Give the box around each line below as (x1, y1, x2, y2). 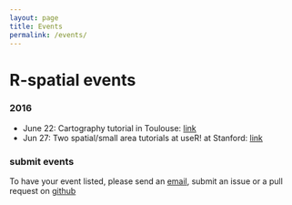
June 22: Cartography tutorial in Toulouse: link (22, 122, 197, 133)
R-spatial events (9, 69, 136, 90)
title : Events (9, 22, 64, 31)
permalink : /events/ (9, 30, 88, 39)
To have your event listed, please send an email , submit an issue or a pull (9, 176, 284, 187)
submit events (9, 155, 75, 168)
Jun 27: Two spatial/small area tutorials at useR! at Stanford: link (22, 132, 264, 143)
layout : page (9, 13, 59, 23)
